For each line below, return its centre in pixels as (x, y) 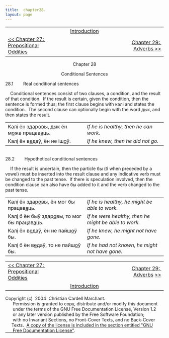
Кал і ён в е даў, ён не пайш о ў (43, 230)
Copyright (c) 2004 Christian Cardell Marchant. (55, 298)
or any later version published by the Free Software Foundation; (78, 314)
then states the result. (28, 115)
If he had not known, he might (122, 245)
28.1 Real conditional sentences (42, 83)
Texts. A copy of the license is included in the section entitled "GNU (82, 325)
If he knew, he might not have (122, 230)
